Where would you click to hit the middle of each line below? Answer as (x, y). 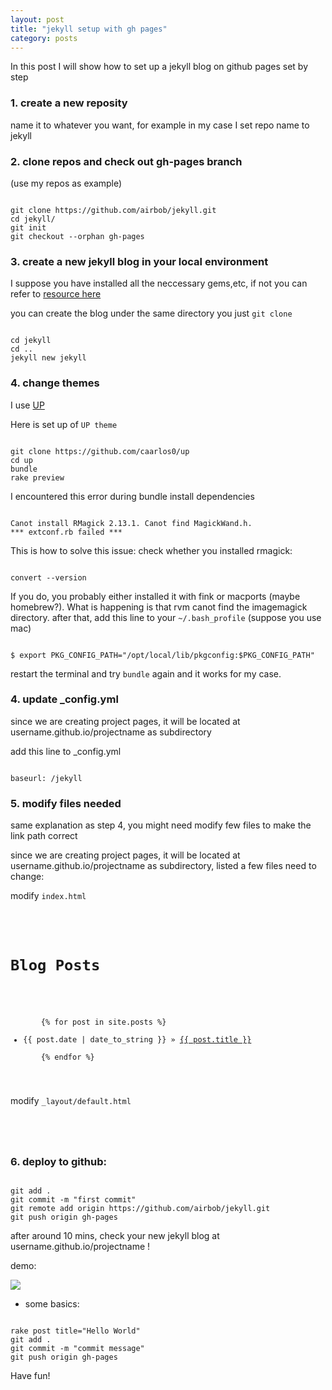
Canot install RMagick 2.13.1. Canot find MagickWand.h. (131, 523)
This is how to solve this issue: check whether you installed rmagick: (151, 550)
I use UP (27, 405)
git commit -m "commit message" (77, 1349)
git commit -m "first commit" (73, 1200)
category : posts (44, 38)
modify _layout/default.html (71, 1101)
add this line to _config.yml (66, 751)
